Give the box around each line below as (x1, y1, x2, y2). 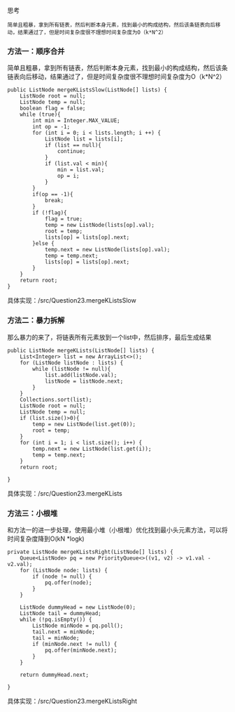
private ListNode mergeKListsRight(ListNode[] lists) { (7, 548, 173, 555)
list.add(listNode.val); (44, 371, 117, 378)
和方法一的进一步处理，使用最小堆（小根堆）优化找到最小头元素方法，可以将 (7, 525, 228, 534)
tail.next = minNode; (32, 628, 96, 635)
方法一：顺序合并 (7, 46, 65, 56)
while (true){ (20, 111, 61, 118)
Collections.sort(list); (20, 396, 92, 403)
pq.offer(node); (44, 579, 92, 586)
